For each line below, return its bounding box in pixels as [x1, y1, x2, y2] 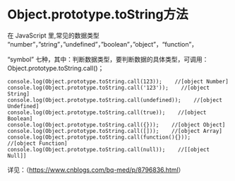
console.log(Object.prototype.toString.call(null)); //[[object [7, 146, 210, 153]
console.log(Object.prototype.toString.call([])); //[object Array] [7, 127, 222, 134]
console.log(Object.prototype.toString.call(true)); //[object [7, 109, 207, 116]
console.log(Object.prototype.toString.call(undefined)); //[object [7, 96, 222, 103]
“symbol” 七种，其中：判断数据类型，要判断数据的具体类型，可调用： [7, 54, 209, 64]
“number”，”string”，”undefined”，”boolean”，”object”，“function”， [7, 40, 198, 48]
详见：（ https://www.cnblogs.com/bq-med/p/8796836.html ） [7, 165, 185, 174]
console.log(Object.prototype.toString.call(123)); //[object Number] [7, 78, 229, 85]
